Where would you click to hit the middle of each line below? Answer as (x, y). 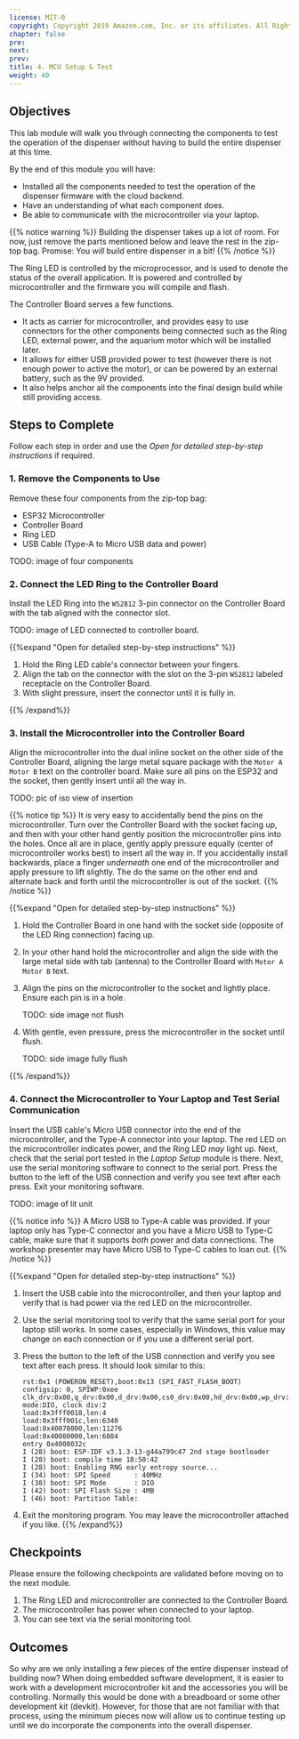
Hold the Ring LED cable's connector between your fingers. (131, 664)
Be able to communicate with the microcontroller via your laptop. (141, 214)
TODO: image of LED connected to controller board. (104, 630)
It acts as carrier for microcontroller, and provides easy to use (135, 321)
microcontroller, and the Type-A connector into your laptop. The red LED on (148, 1139)
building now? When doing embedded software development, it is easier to (147, 1679)
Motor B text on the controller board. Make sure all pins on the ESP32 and (144, 771)
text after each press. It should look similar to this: (113, 1365)
